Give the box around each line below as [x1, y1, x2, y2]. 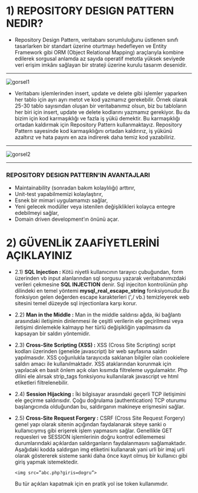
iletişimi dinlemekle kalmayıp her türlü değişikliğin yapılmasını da [14, 324, 171, 331]
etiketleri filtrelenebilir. [14, 379, 69, 386]
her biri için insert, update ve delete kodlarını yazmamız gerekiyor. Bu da [14, 108, 190, 116]
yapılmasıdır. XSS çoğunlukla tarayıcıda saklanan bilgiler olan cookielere [14, 354, 190, 361]
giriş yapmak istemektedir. [14, 459, 79, 466]
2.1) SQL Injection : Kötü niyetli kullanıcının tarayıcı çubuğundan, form [14, 269, 184, 276]
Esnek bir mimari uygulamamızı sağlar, [14, 197, 108, 204]
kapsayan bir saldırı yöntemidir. [14, 330, 91, 337]
